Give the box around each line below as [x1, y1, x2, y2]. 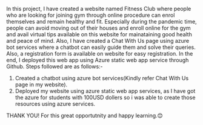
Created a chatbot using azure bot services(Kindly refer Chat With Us [15, 75, 189, 82]
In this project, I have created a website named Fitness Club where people [6, 5, 191, 12]
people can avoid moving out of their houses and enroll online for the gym [6, 24, 191, 31]
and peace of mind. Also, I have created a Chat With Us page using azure [6, 37, 190, 44]
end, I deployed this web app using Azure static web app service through [6, 57, 189, 63]
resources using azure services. [15, 100, 96, 107]
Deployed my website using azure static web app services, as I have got [15, 88, 196, 94]
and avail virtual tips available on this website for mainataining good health [6, 31, 192, 38]
